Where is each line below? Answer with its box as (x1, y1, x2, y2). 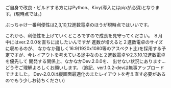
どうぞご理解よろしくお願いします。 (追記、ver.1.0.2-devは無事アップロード (5, 64, 164, 71)
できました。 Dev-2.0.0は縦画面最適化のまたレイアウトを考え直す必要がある (5, 71, 166, 77)
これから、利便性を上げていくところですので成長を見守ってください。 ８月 (5, 33, 163, 38)
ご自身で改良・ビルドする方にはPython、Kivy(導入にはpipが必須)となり (5, 5, 156, 10)
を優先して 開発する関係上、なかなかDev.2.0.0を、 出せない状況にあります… (5, 58, 166, 64)
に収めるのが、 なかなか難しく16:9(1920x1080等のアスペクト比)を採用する (5, 46, 162, 51)
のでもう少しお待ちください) (5, 77, 65, 83)
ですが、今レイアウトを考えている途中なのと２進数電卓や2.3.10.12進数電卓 (9, 52, 166, 58)
